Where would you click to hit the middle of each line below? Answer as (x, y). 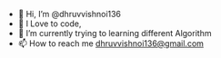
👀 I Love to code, (50, 24)
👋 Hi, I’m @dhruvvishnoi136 (69, 14)
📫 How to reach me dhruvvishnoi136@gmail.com (111, 43)
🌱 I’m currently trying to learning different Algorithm (115, 33)
